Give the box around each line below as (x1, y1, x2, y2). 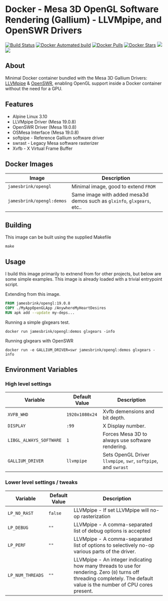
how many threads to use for (73, 562, 141, 569)
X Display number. (102, 423, 146, 430)
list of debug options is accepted (73, 527, 151, 534)
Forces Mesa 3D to (102, 431, 147, 438)
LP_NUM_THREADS (7, 572, 44, 578)
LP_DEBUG (7, 525, 28, 530)
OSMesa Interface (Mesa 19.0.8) (12, 129, 79, 135)
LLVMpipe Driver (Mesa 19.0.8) (12, 119, 76, 125)
